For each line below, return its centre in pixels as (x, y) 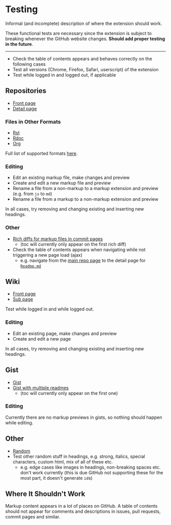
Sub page (23, 299)
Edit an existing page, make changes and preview (65, 333)
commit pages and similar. (33, 517)
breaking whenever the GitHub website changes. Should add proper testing (85, 39)
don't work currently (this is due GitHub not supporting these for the (92, 472)
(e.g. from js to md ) (32, 194)
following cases (29, 64)
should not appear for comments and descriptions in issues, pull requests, (83, 511)
